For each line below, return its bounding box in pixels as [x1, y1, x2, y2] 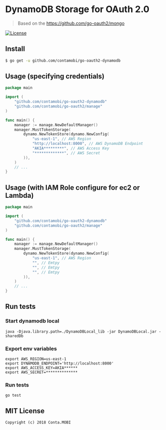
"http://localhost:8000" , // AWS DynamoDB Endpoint [32, 141, 143, 146]
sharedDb [5, 333, 24, 339]
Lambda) [5, 191, 34, 200]
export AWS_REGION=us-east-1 [5, 356, 67, 361]
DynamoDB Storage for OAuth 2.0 [5, 4, 150, 15]
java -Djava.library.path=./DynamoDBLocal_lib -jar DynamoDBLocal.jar [5, 329, 157, 334]
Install [5, 44, 25, 53]
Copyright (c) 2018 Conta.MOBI [5, 420, 71, 425]
